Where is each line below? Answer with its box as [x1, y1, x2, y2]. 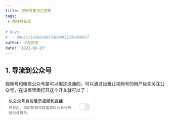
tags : [5, 13, 17, 19]
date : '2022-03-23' [5, 46, 47, 51]
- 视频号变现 [7, 19, 31, 24]
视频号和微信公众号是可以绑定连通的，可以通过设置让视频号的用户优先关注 [5, 80, 160, 87]
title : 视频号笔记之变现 [5, 8, 52, 13]
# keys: [5, 29, 22, 35]
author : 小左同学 [5, 40, 39, 46]
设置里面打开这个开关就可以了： [22, 87, 90, 93]
